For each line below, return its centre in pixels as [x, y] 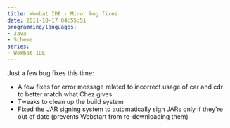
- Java [17, 33]
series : [19, 46]
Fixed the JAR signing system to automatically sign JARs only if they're [120, 109]
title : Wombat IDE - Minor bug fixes [63, 14]
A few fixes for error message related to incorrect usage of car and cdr [120, 87]
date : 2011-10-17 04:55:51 [47, 20]
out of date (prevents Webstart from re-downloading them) [103, 116]
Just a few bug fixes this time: [51, 73]
